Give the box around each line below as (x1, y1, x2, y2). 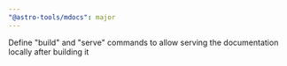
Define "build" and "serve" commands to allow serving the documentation (8, 37, 279, 48)
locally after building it (8, 46, 89, 57)
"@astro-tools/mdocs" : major (8, 12, 116, 22)
